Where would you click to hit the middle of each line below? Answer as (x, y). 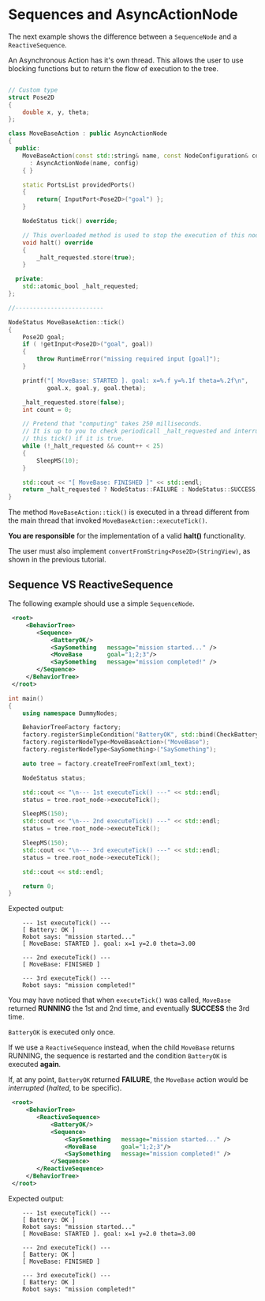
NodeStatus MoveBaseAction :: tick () (67, 322)
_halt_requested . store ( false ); (74, 402)
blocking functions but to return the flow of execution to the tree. (114, 68)
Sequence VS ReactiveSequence (91, 584)
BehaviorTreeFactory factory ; (72, 728)
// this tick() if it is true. (74, 439)
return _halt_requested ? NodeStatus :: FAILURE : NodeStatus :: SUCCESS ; (141, 490)
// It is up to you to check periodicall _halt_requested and (127, 431)
